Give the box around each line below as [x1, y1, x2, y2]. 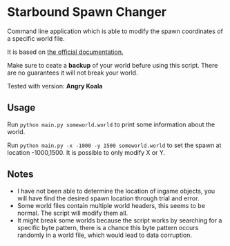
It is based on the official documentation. [7, 48, 124, 56]
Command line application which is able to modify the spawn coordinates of [7, 27, 223, 35]
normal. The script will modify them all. [17, 209, 128, 217]
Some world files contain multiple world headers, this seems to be [17, 201, 206, 209]
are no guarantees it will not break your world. [7, 68, 138, 77]
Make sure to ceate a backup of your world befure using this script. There [7, 61, 218, 69]
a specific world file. [7, 34, 65, 42]
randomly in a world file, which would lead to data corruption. [17, 231, 192, 239]
